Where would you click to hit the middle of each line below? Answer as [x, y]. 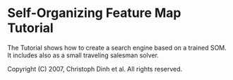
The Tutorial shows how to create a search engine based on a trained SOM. [117, 47]
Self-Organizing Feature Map [94, 13]
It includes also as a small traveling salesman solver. [83, 55]
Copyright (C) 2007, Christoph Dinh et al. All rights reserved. [95, 69]
